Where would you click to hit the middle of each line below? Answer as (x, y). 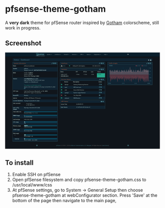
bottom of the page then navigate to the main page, (64, 201)
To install (19, 163)
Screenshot (23, 43)
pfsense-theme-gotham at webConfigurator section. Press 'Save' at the (85, 195)
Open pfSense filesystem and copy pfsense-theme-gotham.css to (79, 180)
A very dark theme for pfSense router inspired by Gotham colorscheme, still (82, 23)
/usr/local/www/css (32, 185)
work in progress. (23, 27)
